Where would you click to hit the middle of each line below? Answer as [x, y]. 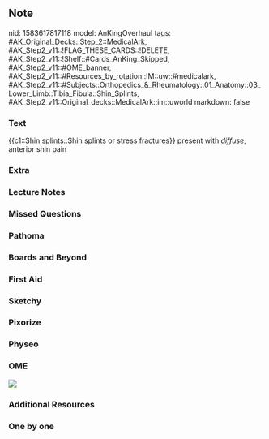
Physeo [23, 344]
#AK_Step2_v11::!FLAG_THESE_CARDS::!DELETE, [89, 50]
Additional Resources [51, 404]
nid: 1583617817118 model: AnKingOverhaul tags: [90, 32]
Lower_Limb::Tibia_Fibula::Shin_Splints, [74, 93]
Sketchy [25, 301]
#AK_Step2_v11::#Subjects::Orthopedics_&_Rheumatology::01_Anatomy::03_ [134, 84]
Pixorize [25, 322]
